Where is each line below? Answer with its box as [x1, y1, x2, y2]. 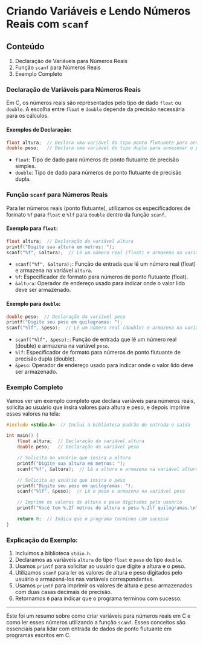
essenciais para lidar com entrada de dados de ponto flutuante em [6, 625, 172, 632]
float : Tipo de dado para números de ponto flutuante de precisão [14, 156, 179, 163]
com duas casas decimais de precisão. [14, 589, 112, 596]
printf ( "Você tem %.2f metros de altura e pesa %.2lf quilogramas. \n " [17, 505, 199, 511]
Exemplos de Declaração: [6, 126, 72, 133]
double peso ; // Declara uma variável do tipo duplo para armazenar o [6, 145, 193, 151]
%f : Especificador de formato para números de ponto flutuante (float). [14, 273, 188, 280]
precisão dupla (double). [14, 355, 77, 362]
